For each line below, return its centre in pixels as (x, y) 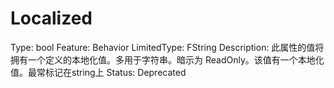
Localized (51, 18)
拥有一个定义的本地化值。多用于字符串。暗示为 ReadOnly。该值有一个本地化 (167, 59)
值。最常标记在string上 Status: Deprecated (98, 72)
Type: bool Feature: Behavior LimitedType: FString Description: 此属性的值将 (167, 47)
